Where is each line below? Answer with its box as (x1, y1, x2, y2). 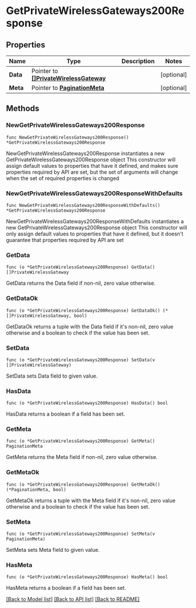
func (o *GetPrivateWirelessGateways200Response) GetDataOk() (6, 308, 160, 313)
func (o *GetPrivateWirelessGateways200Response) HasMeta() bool (6, 574, 168, 580)
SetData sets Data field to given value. (6, 372, 98, 379)
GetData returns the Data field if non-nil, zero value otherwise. (6, 279, 156, 287)
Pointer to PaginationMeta (31, 84, 105, 92)
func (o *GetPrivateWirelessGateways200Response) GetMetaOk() (6, 481, 160, 488)
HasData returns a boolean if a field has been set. (6, 410, 125, 417)
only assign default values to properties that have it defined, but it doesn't (6, 230, 184, 237)
